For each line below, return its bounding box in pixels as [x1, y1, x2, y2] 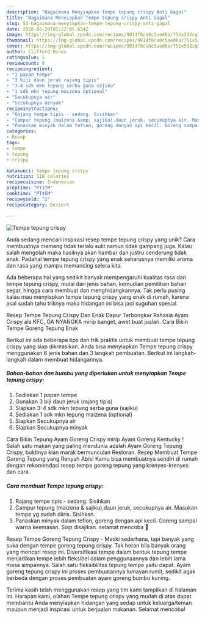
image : [6, 32, 23, 38]
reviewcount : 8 [6, 60, 45, 66]
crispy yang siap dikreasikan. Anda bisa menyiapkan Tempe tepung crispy [6, 343, 193, 350]
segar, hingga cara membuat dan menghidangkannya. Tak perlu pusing [6, 287, 185, 294]
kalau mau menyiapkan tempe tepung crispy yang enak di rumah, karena [6, 293, 189, 300]
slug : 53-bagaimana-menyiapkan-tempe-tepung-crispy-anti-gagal [6, 20, 171, 26]
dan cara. [6, 468, 31, 475]
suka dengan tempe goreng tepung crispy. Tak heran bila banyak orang [6, 542, 186, 549]
